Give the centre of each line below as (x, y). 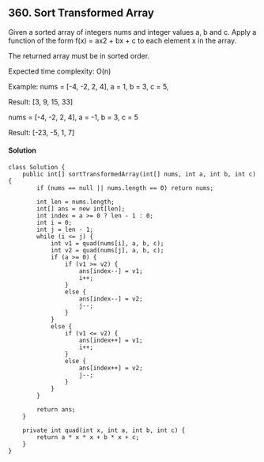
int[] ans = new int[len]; (81, 209)
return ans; (57, 410)
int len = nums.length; (75, 202)
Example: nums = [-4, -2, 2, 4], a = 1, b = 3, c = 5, (89, 86)
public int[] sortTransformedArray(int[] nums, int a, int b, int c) (140, 174)
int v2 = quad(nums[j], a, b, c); (107, 251)
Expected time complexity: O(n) (60, 71)
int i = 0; (55, 223)
